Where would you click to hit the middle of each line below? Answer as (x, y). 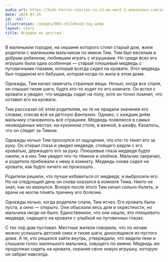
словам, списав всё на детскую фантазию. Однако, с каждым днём (78, 114)
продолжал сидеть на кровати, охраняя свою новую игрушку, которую (81, 249)
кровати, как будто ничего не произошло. (50, 166)
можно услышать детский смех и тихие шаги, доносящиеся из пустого (81, 233)
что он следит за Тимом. (32, 130)
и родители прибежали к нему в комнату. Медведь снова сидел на (77, 161)
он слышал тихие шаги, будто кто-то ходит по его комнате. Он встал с (80, 89)
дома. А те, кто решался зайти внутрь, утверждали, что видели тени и (80, 238)
